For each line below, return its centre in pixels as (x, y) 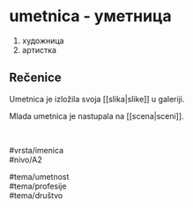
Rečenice (35, 78)
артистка (39, 49)
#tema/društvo (36, 195)
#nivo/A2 (26, 160)
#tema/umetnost (39, 176)
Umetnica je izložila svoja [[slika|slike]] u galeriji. (97, 99)
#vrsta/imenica (37, 150)
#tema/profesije (38, 186)
